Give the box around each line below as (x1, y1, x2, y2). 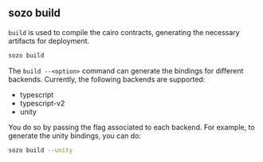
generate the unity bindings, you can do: (8, 131, 142, 140)
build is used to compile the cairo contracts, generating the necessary (8, 27, 241, 37)
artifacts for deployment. (8, 36, 90, 45)
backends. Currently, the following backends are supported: (8, 74, 206, 84)
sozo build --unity (8, 146, 73, 154)
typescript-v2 (19, 98, 65, 108)
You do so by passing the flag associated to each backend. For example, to (8, 122, 255, 132)
